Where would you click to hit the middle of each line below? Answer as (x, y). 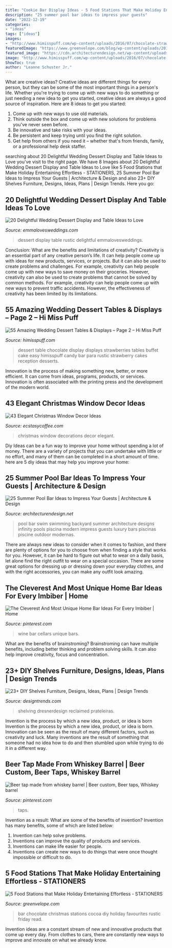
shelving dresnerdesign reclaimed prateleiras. (66, 711)
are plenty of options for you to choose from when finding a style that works (86, 550)
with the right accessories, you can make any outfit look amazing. (74, 572)
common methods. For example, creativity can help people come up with (82, 282)
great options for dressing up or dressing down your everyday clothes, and (84, 566)
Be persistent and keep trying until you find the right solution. (77, 136)
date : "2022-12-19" (26, 20)
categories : (18, 24)
